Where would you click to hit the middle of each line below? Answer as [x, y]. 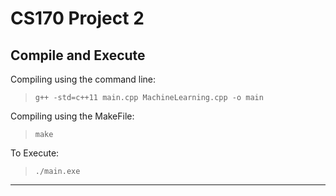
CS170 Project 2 [77, 18]
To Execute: [35, 153]
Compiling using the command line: [83, 79]
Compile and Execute [78, 55]
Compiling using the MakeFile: [72, 116]
